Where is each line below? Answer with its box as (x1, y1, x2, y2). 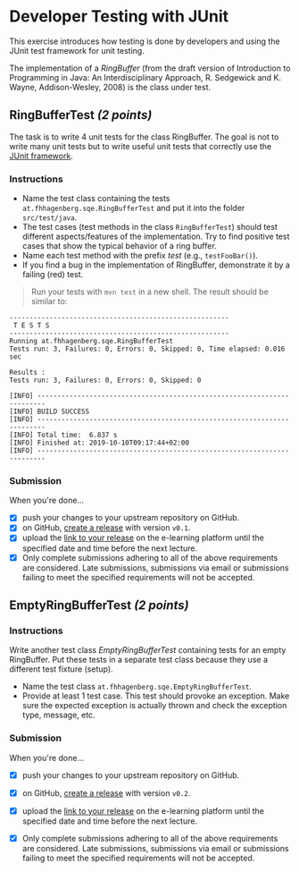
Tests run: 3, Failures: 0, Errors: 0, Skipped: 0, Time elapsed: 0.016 (9, 344, 286, 354)
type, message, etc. (21, 709, 96, 721)
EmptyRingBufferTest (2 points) (9, 597, 189, 613)
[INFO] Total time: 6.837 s (9, 431, 118, 440)
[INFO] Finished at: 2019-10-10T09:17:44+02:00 (9, 438, 190, 448)
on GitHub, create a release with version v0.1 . (21, 522, 191, 533)
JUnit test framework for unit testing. (9, 45, 145, 55)
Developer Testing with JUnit (9, 6, 229, 27)
